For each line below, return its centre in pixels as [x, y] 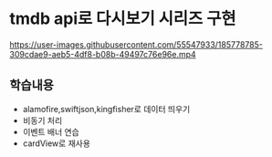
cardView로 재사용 [57, 143]
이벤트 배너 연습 [51, 131]
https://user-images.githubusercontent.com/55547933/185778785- [136, 44]
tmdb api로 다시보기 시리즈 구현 [123, 19]
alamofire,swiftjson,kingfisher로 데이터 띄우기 [106, 109]
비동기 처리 [42, 120]
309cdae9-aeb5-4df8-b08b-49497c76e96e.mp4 [103, 54]
